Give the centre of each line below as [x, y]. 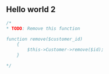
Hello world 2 [31, 10]
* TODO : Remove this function [43, 29]
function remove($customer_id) [44, 39]
